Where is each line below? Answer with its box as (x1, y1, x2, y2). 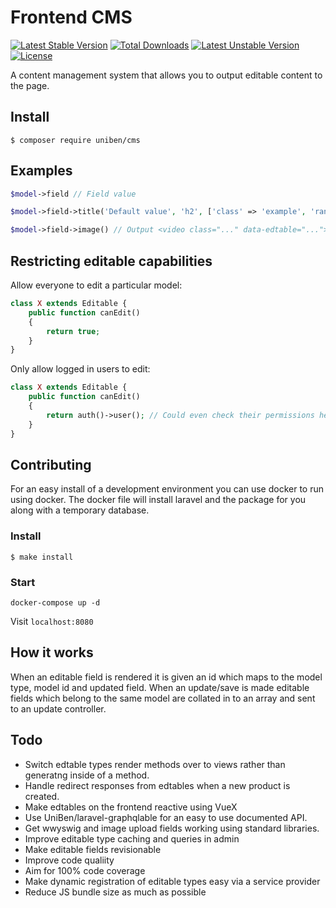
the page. (10, 79, 50, 91)
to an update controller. (10, 702, 107, 715)
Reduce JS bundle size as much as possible (24, 886, 207, 898)
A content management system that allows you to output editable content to (10, 69, 323, 81)
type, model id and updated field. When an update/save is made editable (10, 681, 310, 693)
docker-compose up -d (10, 597, 101, 608)
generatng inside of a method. (24, 769, 150, 781)
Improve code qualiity (24, 854, 115, 866)
